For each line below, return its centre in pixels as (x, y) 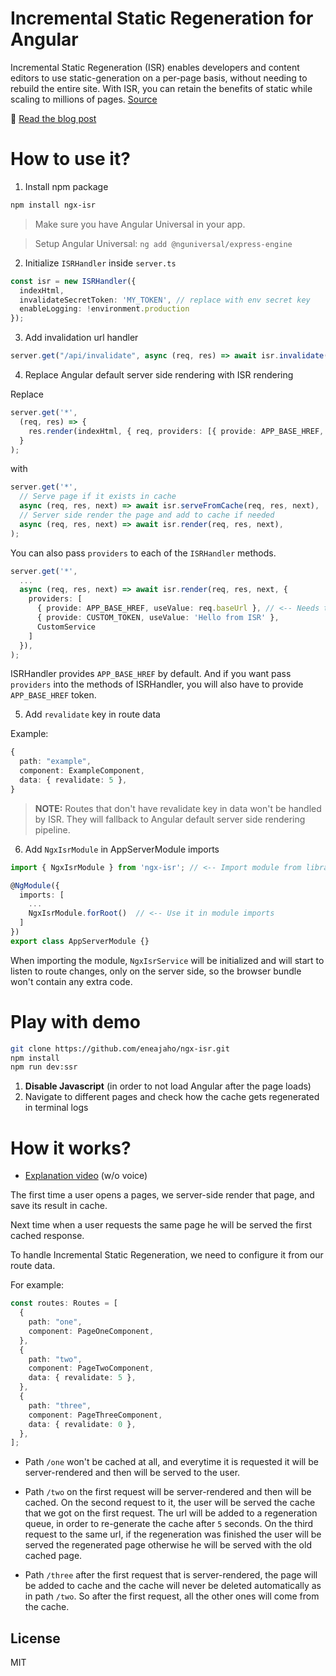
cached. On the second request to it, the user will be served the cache (170, 1503)
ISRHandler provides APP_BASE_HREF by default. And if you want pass (151, 674)
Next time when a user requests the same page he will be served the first (161, 1225)
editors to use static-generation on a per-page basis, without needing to (159, 78)
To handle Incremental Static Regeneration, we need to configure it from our (167, 1255)
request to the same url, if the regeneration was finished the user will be (173, 1534)
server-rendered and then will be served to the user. (132, 1473)
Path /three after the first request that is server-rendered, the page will (171, 1575)
